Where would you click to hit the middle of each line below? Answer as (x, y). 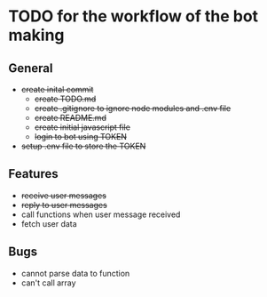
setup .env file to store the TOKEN (83, 146)
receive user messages (64, 195)
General (31, 68)
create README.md (71, 118)
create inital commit (57, 89)
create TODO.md (65, 99)
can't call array (48, 283)
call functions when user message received (101, 214)
